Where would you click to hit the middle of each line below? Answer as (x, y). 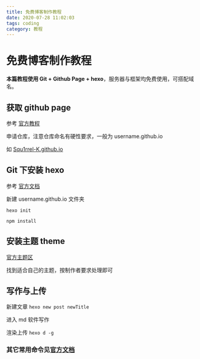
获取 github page (39, 107)
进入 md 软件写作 (28, 319)
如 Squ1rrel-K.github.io (35, 149)
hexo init (19, 211)
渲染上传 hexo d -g (30, 333)
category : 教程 (25, 29)
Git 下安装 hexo (35, 170)
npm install (21, 221)
